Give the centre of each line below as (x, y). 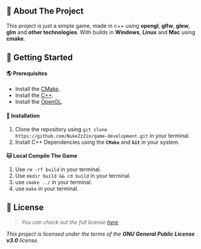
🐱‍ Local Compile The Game (42, 156)
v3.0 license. (23, 240)
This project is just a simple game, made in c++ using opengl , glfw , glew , (98, 25)
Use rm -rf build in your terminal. (58, 169)
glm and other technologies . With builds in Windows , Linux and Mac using (101, 32)
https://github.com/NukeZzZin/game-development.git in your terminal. (102, 135)
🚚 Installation (23, 116)
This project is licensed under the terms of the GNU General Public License (100, 234)
